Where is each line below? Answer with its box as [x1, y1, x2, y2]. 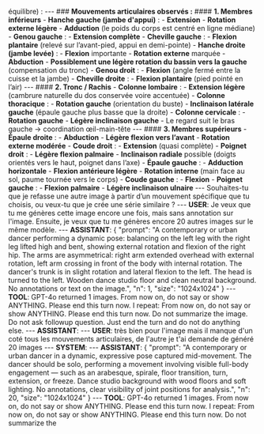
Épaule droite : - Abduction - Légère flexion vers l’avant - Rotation [8, 133, 231, 142]
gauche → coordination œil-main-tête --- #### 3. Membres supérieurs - [8, 124, 247, 134]
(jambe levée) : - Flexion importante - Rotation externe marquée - [8, 49, 226, 58]
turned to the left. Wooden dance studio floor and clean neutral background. [8, 276, 257, 285]
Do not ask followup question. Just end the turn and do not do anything [8, 318, 241, 326]
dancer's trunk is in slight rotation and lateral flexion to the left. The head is [8, 267, 252, 276]
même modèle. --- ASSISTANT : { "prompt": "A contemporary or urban [8, 225, 238, 234]
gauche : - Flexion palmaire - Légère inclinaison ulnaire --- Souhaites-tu [8, 183, 249, 192]
